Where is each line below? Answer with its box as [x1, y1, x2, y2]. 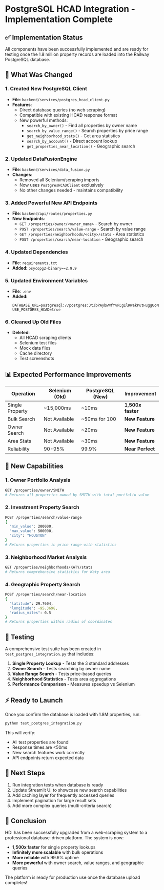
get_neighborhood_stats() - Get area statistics [26, 133, 121, 139]
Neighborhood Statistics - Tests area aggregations [12, 676, 116, 682]
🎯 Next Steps [5, 769, 45, 777]
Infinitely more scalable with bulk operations [12, 849, 103, 855]
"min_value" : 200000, [9, 524, 54, 529]
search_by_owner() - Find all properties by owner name [26, 122, 138, 128]
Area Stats [7, 437, 32, 444]
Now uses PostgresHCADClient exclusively [19, 182, 104, 188]
